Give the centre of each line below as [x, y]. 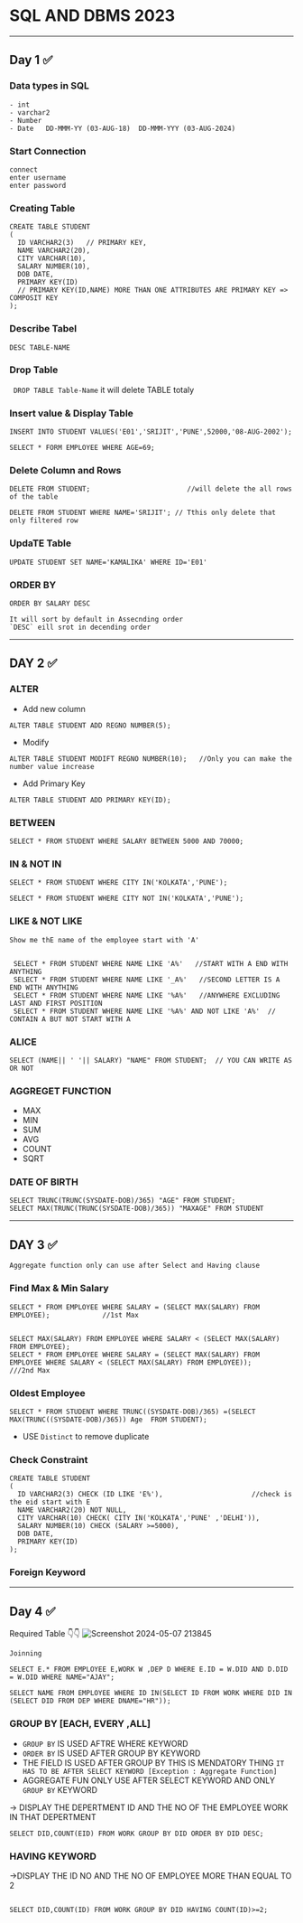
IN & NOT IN [36, 864]
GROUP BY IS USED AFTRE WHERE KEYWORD [105, 1743]
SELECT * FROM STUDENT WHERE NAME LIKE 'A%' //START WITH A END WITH [151, 963]
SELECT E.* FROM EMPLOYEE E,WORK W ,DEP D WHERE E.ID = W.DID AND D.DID [149, 1670]
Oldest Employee [47, 1393]
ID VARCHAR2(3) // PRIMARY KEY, [82, 243]
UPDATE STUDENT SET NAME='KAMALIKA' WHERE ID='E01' [108, 562]
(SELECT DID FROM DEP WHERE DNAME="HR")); [90, 1701]
